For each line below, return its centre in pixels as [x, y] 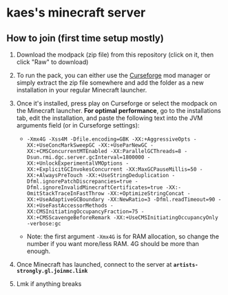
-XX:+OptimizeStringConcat [146, 194]
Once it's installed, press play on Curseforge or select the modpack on [117, 103]
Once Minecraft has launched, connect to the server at [94, 264]
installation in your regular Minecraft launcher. [82, 90]
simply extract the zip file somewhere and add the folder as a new [110, 83]
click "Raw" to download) [52, 62]
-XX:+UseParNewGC [123, 145]
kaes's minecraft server [76, 13]
